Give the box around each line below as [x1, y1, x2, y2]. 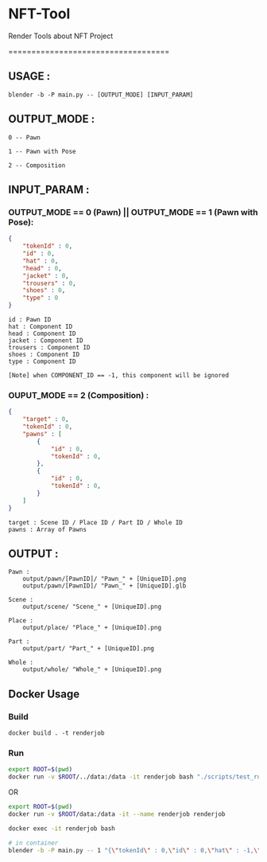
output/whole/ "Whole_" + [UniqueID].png [22, 665, 161, 673]
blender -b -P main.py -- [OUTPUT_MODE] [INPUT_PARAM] [8, 91, 194, 99]
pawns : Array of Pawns [8, 525, 87, 533]
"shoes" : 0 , [22, 287, 66, 294]
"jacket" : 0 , [22, 271, 69, 279]
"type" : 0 [22, 294, 59, 302]
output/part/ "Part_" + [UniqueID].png [22, 645, 155, 653]
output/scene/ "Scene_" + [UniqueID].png [22, 603, 161, 611]
